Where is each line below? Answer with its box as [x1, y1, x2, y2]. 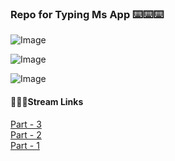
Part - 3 [10, 118, 42, 130]
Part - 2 [10, 128, 42, 141]
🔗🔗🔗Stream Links [10, 95, 84, 107]
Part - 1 [10, 139, 40, 151]
